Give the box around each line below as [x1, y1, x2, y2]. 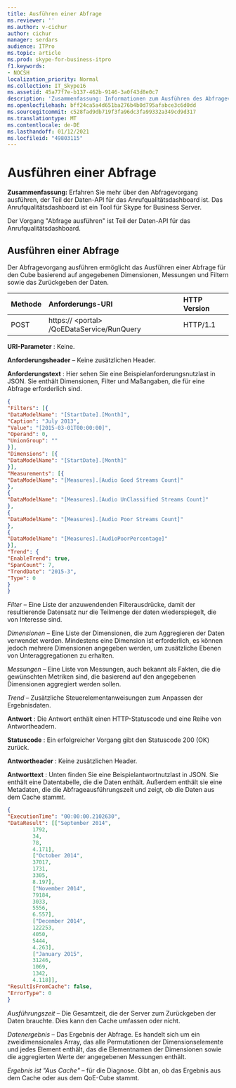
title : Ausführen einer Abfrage [7, 10, 102, 18]
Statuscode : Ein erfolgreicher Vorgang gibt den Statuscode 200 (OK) [7, 736, 210, 744]
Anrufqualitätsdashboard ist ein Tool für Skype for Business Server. [7, 203, 202, 212]
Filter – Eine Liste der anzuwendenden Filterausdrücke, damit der [7, 601, 195, 609]
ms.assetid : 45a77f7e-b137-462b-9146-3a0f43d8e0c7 [7, 89, 159, 96]
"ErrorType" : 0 [7, 990, 52, 997]
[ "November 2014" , [32, 885, 86, 892]
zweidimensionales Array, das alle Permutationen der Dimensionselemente [7, 1037, 223, 1046]
